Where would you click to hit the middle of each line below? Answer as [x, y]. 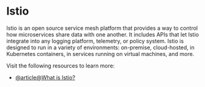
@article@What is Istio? [45, 77]
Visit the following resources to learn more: [61, 66]
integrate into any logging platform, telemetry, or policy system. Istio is [95, 41]
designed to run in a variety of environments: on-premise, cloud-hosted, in [100, 47]
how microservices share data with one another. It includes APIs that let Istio [102, 34]
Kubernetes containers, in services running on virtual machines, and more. [100, 54]
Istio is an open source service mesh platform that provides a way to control [102, 28]
